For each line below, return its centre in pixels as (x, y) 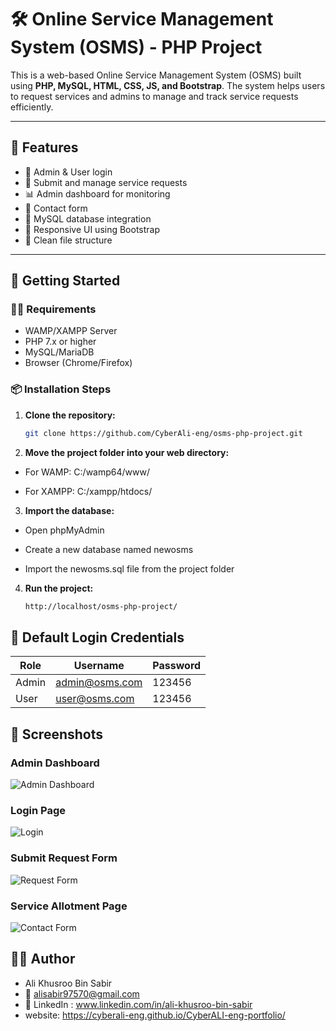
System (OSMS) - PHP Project (136, 47)
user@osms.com (95, 699)
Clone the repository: (70, 415)
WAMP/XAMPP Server (71, 331)
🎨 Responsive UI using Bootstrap (92, 229)
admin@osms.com (99, 683)
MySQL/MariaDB (59, 352)
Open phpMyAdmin (64, 530)
